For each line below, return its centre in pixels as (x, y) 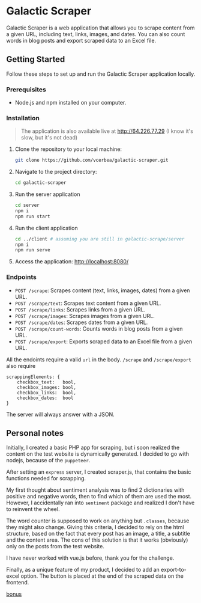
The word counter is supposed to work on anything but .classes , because (98, 521)
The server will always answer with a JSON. (61, 414)
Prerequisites (26, 90)
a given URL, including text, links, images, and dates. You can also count (96, 34)
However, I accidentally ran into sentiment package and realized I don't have (100, 503)
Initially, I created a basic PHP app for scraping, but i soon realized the (93, 448)
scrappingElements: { (33, 377)
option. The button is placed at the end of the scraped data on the (102, 576)
